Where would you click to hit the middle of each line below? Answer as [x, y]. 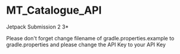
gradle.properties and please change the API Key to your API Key [86, 45]
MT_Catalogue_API [54, 10]
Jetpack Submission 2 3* [38, 27]
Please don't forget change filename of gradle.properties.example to [90, 38]
